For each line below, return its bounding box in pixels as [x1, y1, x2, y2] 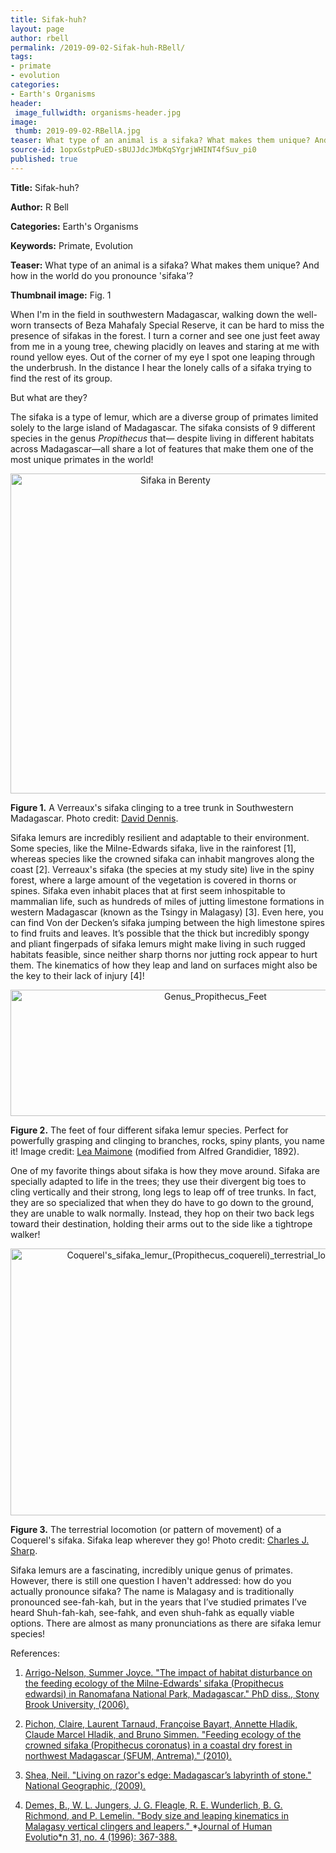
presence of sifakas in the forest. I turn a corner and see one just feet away [10, 329, 321, 341]
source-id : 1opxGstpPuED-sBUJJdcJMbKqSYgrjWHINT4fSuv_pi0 [10, 145, 257, 155]
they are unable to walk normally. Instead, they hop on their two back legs [10, 1207, 315, 1219]
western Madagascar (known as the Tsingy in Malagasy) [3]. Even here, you [10, 906, 324, 918]
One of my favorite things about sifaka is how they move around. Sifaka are [10, 1164, 320, 1176]
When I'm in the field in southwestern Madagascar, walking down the [10, 308, 295, 320]
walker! [10, 1228, 41, 1240]
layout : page [10, 24, 65, 34]
